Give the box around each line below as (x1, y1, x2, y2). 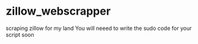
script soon (6, 31, 34, 38)
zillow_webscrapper (6, 4, 111, 18)
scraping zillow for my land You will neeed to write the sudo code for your (6, 24, 192, 32)
